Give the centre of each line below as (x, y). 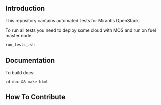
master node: (19, 35)
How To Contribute (35, 97)
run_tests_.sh (20, 45)
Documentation (30, 60)
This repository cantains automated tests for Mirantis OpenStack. (73, 20)
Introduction (25, 8)
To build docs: (20, 72)
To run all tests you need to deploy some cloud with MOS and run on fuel (81, 30)
